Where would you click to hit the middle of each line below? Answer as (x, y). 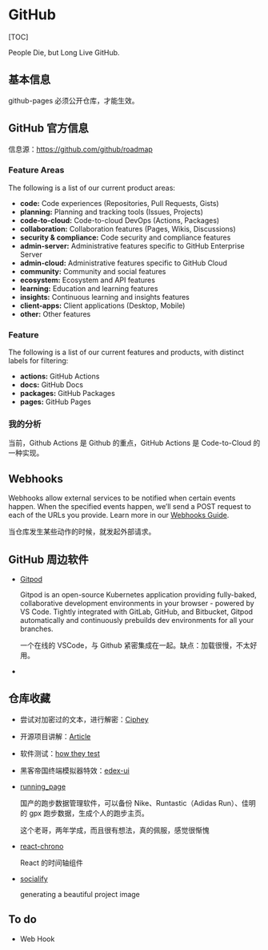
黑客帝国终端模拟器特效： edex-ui (74, 770)
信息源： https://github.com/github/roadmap (81, 149)
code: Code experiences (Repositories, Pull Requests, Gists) (119, 203)
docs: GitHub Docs (52, 385)
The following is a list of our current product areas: (92, 188)
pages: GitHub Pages (56, 402)
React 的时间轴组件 (52, 863)
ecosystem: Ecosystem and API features (88, 280)
